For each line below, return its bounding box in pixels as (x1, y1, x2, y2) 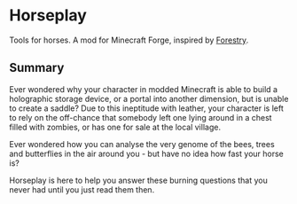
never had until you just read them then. (9, 184, 155, 195)
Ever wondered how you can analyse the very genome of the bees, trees (9, 138, 275, 149)
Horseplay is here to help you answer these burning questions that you (9, 175, 268, 185)
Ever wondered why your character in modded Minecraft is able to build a (9, 83, 277, 94)
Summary (9, 60, 65, 75)
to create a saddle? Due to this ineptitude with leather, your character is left (9, 103, 284, 114)
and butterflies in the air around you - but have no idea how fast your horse (9, 148, 284, 159)
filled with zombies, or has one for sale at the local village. (9, 122, 222, 132)
